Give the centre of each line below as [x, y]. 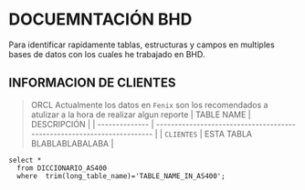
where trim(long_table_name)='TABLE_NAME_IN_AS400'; [121, 176]
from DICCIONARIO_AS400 [62, 168]
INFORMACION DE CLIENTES [92, 83]
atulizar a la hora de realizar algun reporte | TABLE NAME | [141, 115]
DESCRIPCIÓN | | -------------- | [92, 124]
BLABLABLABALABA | [72, 143]
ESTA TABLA [228, 134]
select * [25, 160]
